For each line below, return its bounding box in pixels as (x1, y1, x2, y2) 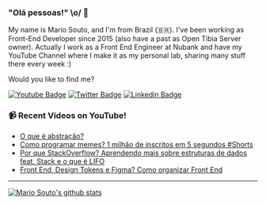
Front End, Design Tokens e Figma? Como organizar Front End (19, 165, 223, 174)
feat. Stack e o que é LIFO (19, 156, 105, 165)
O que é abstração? (19, 131, 85, 141)
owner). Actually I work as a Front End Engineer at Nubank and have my (8, 43, 243, 52)
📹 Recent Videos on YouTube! (8, 110, 127, 121)
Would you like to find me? (8, 74, 95, 84)
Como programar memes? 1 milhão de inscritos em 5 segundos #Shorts (19, 139, 253, 149)
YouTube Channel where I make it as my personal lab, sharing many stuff (8, 51, 246, 60)
